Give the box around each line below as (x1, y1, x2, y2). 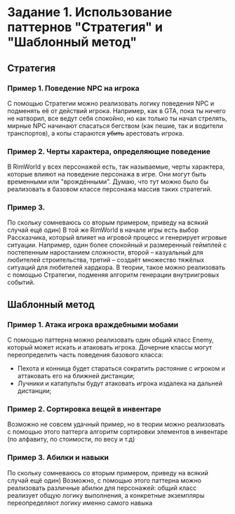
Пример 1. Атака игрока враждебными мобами (7, 319, 179, 329)
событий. (7, 278, 35, 287)
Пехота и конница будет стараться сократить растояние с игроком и (17, 364, 226, 373)
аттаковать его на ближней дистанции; (17, 372, 135, 380)
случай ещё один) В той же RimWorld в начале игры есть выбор (7, 226, 199, 234)
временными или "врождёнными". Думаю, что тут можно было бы (7, 177, 209, 186)
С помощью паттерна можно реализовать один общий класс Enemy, (7, 335, 214, 345)
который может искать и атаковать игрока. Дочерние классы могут (7, 343, 213, 352)
